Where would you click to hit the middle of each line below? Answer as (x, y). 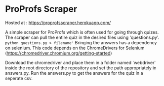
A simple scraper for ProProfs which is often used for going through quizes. (82, 32)
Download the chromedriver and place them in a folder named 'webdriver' (81, 62)
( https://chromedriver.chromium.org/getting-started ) (59, 53)
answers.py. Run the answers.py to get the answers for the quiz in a (74, 73)
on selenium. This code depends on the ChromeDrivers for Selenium (75, 48)
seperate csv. (19, 78)
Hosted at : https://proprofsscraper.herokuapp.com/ (58, 23)
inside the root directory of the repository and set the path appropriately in (81, 68)
